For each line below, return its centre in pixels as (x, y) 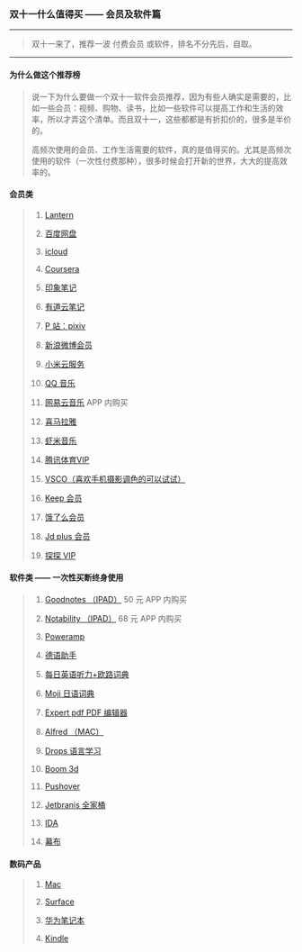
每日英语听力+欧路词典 (87, 674)
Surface (59, 902)
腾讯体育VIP (67, 459)
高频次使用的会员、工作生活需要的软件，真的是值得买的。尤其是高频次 (161, 150)
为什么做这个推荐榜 (45, 75)
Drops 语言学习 (73, 750)
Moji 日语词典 (70, 693)
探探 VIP (60, 555)
